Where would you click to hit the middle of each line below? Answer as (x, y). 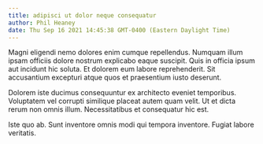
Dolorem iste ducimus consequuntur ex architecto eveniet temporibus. (122, 93)
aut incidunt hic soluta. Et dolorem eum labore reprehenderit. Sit (112, 69)
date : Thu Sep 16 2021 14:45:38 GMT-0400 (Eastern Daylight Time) (119, 30)
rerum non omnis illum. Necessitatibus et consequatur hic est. (109, 109)
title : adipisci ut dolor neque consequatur (82, 15)
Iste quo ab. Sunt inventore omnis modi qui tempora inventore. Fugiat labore (131, 125)
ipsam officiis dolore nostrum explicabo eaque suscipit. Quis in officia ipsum (132, 61)
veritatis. (22, 133)
